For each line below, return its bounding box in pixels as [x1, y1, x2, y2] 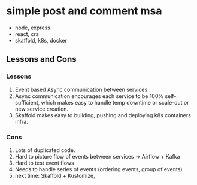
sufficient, [14, 99, 40, 106]
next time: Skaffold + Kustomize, [14, 172, 95, 179]
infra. [14, 118, 28, 125]
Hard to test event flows [14, 159, 74, 166]
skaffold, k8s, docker [14, 37, 67, 44]
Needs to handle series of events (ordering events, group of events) [14, 165, 183, 172]
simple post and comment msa [6, 4, 162, 18]
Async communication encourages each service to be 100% [14, 92, 163, 100]
